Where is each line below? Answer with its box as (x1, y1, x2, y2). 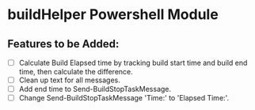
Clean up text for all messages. (18, 75, 120, 85)
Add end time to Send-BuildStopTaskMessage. (18, 85, 172, 94)
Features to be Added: (7, 37, 120, 51)
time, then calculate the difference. (18, 67, 134, 77)
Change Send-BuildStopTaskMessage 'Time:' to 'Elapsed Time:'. (18, 93, 230, 103)
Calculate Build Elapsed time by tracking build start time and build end (18, 58, 248, 67)
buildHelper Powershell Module (7, 6, 219, 24)
